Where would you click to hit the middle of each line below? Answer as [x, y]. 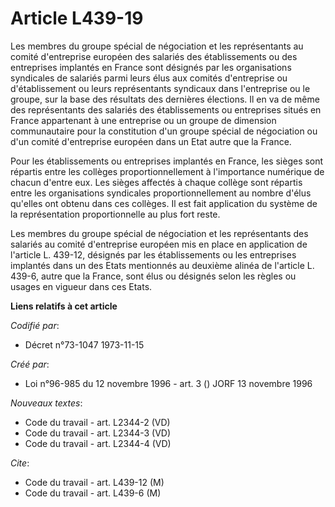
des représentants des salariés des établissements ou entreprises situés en [166, 109]
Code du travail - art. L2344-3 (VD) [98, 433]
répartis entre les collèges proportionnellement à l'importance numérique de [167, 171]
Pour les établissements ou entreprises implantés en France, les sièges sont [167, 161]
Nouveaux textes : [46, 403]
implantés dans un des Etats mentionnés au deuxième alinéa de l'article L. [162, 265]
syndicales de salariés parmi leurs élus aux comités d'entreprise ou [149, 78]
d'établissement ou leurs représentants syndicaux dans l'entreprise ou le [160, 88]
